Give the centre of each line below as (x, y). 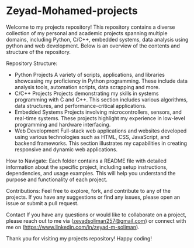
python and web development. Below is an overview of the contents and (93, 46)
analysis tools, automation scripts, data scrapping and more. (87, 87)
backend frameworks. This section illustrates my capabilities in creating (101, 143)
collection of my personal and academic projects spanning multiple (87, 33)
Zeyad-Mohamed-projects (72, 11)
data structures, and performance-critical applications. (81, 106)
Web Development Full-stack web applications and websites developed (101, 131)
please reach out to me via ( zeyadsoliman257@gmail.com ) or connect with (96, 220)
